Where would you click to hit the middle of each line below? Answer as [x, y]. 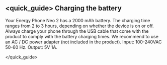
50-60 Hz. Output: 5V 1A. [31, 47]
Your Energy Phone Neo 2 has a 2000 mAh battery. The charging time [78, 20]
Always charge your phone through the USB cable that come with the [77, 31]
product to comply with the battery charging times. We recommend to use [82, 36]
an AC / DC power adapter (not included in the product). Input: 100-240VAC [83, 42]
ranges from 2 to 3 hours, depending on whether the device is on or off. [80, 26]
